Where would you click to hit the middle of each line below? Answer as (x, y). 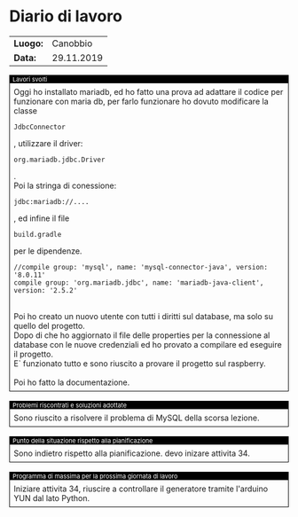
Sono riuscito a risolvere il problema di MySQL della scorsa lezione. (137, 418)
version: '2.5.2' (46, 290)
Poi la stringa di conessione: (65, 185)
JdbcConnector (40, 127)
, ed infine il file (42, 218)
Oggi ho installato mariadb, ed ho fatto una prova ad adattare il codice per (149, 91)
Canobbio (72, 43)
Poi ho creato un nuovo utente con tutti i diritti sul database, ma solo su (143, 316)
